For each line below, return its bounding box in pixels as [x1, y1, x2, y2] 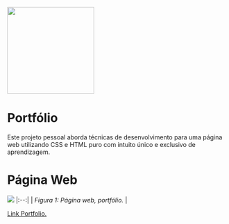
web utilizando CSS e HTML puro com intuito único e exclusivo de [7, 140, 196, 148]
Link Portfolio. [7, 209, 47, 218]
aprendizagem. [7, 148, 51, 156]
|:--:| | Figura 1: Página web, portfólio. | [15, 196, 128, 204]
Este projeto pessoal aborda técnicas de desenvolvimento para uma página [7, 132, 223, 141]
